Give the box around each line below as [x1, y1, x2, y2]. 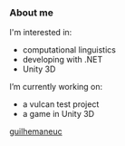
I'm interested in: [9, 27, 72, 38]
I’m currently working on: [9, 82, 103, 92]
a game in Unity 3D [22, 109, 95, 120]
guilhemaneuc [9, 126, 62, 137]
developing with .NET [22, 54, 103, 65]
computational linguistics [22, 44, 116, 55]
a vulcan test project [22, 99, 100, 110]
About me [9, 6, 54, 19]
